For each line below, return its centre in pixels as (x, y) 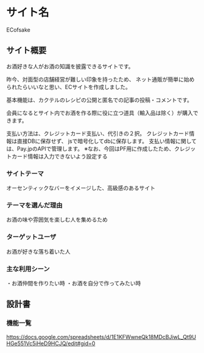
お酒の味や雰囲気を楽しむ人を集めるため (57, 219)
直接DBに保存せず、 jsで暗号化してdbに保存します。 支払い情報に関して (107, 141)
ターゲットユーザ (31, 237)
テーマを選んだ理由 (34, 205)
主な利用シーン (28, 269)
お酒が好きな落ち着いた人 (38, 251)
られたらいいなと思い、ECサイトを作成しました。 (69, 87)
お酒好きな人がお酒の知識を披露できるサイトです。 (70, 66)
